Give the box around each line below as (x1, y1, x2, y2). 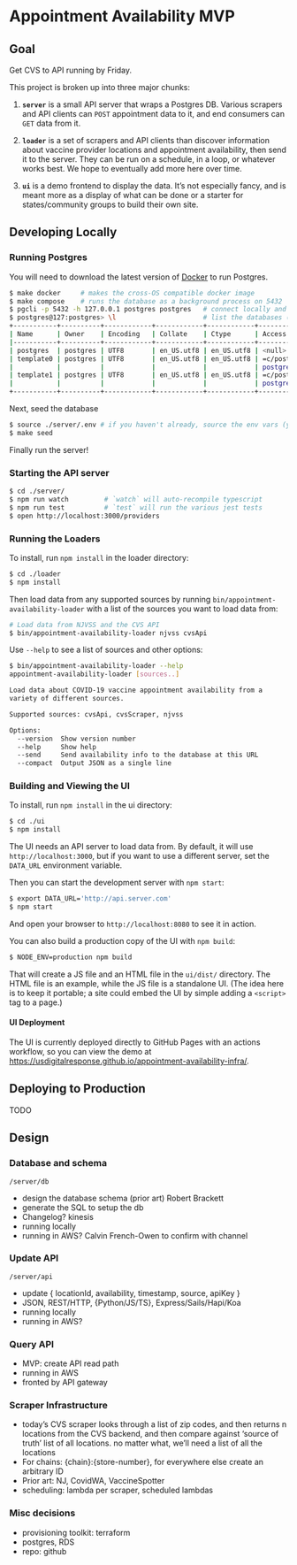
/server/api (9, 1272, 53, 1281)
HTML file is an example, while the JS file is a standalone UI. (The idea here (9, 978, 285, 988)
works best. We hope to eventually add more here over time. (21, 164, 242, 173)
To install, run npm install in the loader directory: (9, 552, 189, 563)
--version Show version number (17, 734, 137, 743)
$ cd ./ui (9, 817, 46, 826)
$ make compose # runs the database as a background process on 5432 (9, 296, 283, 306)
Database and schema (9, 1157, 108, 1170)
